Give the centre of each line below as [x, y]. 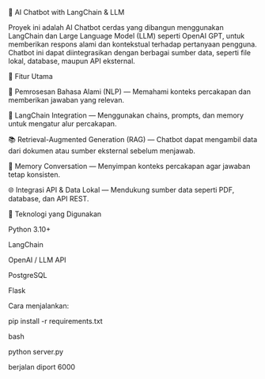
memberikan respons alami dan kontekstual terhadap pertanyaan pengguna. [132, 44]
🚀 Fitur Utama [30, 76]
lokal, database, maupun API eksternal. [72, 61]
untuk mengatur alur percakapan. [62, 124]
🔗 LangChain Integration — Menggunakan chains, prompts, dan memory [126, 115]
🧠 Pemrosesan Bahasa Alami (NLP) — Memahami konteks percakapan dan [130, 92]
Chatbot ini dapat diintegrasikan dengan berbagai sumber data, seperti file [130, 53]
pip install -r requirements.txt [55, 321]
